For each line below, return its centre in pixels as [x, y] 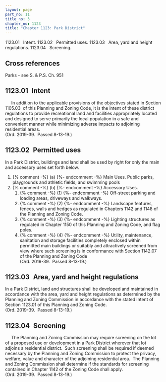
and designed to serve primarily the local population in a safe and [72, 118]
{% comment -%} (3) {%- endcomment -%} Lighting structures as [87, 219]
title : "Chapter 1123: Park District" [45, 28]
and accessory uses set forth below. [42, 167]
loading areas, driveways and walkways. [61, 198]
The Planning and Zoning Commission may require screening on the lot [84, 338]
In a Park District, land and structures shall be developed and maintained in [82, 289]
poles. [26, 229]
